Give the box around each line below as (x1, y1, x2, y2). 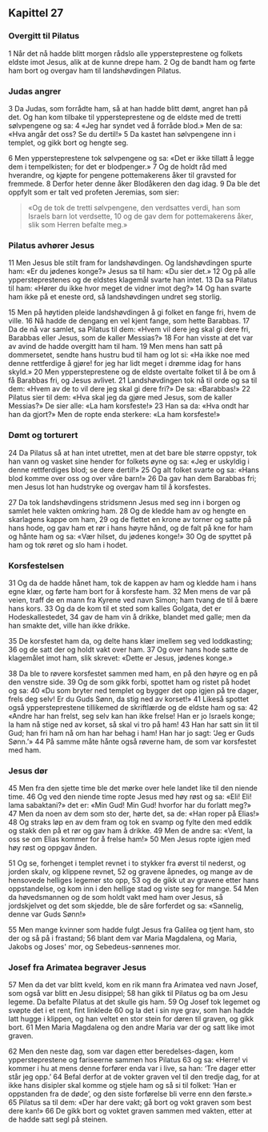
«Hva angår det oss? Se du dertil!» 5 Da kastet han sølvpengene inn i (8, 129, 236, 138)
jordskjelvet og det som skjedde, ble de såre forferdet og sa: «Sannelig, (8, 901, 244, 911)
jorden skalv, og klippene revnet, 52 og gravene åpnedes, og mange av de (8, 867, 254, 877)
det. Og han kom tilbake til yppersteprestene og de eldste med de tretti (8, 112, 242, 122)
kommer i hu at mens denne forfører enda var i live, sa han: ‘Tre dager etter (8, 1064, 256, 1074)
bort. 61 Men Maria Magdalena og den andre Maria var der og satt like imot (8, 1022, 255, 1032)
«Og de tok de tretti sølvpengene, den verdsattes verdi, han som (27, 203, 241, 212)
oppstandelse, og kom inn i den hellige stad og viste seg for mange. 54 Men (8, 884, 259, 893)
